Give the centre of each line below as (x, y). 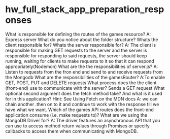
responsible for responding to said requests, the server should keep (76, 56)
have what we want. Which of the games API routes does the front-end (79, 110)
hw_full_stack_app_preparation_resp (85, 9)
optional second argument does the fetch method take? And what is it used (84, 93)
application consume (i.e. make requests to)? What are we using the (76, 115)
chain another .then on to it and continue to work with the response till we (82, 104)
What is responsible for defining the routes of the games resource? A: (78, 34)
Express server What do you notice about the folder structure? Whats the (82, 40)
